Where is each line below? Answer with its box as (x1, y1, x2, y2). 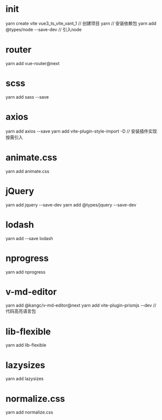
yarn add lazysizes (5, 376, 44, 382)
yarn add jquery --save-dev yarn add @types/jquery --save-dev (5, 202, 137, 208)
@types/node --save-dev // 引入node (5, 26, 82, 33)
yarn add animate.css (5, 168, 50, 174)
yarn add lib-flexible (5, 342, 46, 348)
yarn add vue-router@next (5, 60, 60, 66)
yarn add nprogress (5, 269, 46, 275)
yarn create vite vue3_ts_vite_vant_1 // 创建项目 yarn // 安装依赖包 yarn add (5, 20, 157, 26)
